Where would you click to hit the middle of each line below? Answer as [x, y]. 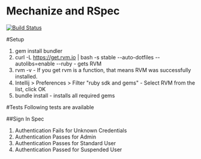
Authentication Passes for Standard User [65, 143]
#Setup [15, 39]
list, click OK [30, 89]
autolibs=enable [35, 64]
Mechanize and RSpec [63, 11]
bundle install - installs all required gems [65, 95]
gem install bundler [39, 51]
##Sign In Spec [25, 119]
